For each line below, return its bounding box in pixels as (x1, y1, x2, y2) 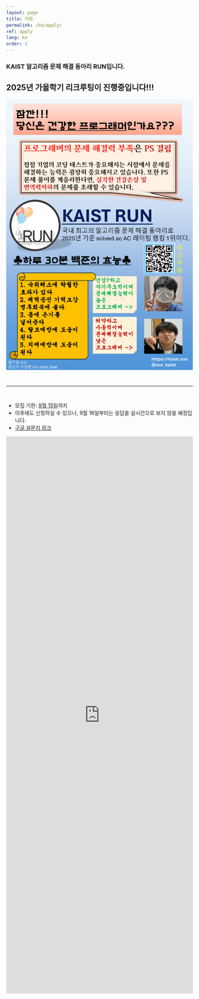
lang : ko (6, 34, 28, 41)
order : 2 (6, 41, 28, 47)
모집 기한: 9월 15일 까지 (14, 402, 68, 409)
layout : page (6, 10, 38, 15)
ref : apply (6, 29, 33, 34)
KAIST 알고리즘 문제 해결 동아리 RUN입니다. (6, 62, 126, 71)
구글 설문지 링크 (14, 424, 52, 431)
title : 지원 (6, 15, 34, 22)
